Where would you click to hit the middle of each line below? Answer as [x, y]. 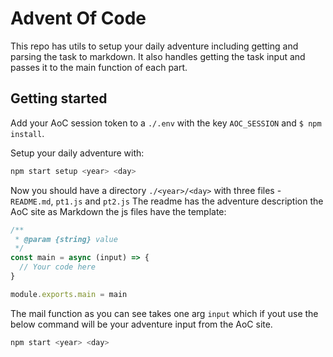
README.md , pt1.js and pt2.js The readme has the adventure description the [167, 201]
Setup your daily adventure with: [77, 153]
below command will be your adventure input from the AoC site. [141, 324]
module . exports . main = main [69, 294]
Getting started [59, 98]
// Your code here [58, 267]
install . [27, 133]
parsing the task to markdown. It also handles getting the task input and [158, 56]
